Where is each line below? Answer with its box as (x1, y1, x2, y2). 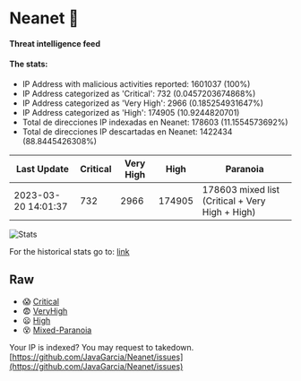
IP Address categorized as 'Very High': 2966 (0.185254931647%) (21, 98, 264, 108)
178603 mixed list (202, 183, 280, 195)
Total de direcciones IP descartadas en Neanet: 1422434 (21, 126, 233, 137)
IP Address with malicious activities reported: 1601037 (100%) (21, 78, 251, 89)
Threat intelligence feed (9, 38, 101, 48)
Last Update (16, 162, 70, 175)
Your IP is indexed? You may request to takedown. (9, 342, 194, 352)
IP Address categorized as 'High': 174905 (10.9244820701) (21, 107, 240, 117)
